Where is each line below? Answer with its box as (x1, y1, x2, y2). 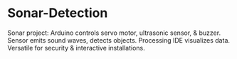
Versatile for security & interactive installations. (7, 43, 146, 52)
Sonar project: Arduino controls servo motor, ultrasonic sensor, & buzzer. (7, 28, 221, 37)
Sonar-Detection (7, 5, 108, 21)
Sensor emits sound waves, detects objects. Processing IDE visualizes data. (7, 36, 230, 44)
